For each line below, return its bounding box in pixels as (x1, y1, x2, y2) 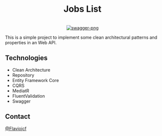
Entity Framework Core (12, 77, 59, 83)
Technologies (5, 54, 48, 62)
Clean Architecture (12, 67, 51, 73)
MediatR (12, 87, 29, 94)
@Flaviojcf (5, 125, 27, 131)
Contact (5, 112, 30, 121)
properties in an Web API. (5, 39, 57, 45)
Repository (12, 72, 34, 78)
